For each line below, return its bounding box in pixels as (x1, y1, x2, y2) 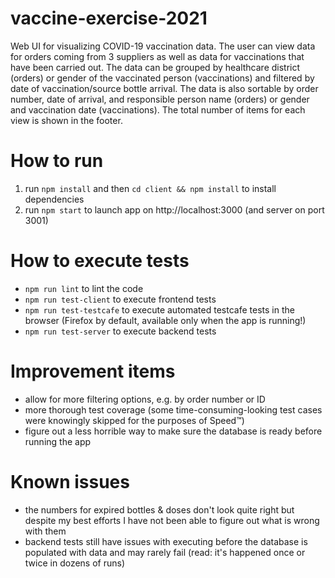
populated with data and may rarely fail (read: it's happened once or (24, 546, 306, 558)
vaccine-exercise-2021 (10, 7, 208, 30)
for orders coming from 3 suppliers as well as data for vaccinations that (10, 50, 305, 62)
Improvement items (10, 360, 176, 382)
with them (24, 525, 67, 537)
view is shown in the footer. (10, 114, 123, 126)
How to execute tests (10, 250, 190, 272)
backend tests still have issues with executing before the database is (24, 535, 308, 547)
